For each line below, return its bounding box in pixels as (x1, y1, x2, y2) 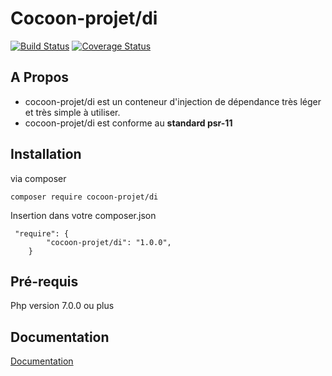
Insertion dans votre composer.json (10, 209, 157, 221)
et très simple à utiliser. (24, 106, 121, 118)
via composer (10, 172, 67, 184)
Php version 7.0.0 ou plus (10, 300, 115, 312)
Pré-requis (10, 273, 79, 290)
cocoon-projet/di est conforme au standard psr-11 (24, 117, 233, 129)
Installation (10, 146, 82, 163)
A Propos (10, 69, 70, 86)
